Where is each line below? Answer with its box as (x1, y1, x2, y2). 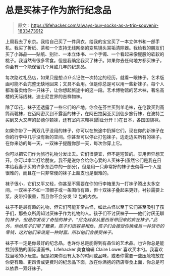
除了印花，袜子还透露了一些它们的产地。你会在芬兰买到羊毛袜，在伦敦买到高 (5, 104, 164, 110)
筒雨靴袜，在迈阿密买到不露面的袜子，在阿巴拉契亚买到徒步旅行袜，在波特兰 (5, 110, 164, 116)
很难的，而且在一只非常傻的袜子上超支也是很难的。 (5, 170, 111, 176)
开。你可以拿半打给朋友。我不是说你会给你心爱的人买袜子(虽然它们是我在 (5, 157, 157, 163)
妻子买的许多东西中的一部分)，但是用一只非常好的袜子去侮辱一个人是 (18, 163, 162, 169)
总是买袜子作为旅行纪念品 (5, 5, 112, 16)
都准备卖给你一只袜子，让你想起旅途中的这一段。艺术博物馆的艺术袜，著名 (5, 87, 160, 93)
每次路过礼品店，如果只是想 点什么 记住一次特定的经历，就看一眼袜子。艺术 (5, 74, 160, 80)
